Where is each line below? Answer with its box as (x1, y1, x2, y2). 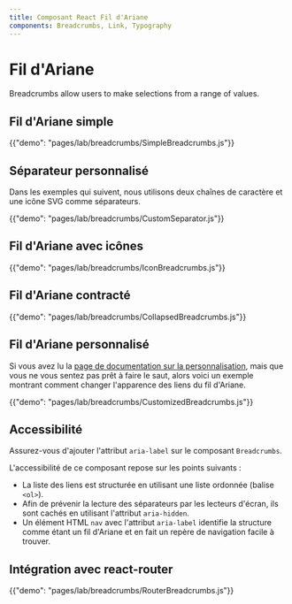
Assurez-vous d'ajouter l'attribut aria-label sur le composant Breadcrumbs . (9, 446, 283, 456)
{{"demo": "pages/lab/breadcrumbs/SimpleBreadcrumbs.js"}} (9, 138, 234, 149)
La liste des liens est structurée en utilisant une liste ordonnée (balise (21, 479, 274, 491)
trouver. (21, 536, 51, 547)
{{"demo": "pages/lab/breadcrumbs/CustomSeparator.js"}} (9, 213, 225, 224)
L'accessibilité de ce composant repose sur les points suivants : (9, 463, 242, 473)
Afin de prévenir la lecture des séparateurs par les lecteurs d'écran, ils (21, 499, 279, 509)
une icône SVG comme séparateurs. (9, 196, 142, 207)
